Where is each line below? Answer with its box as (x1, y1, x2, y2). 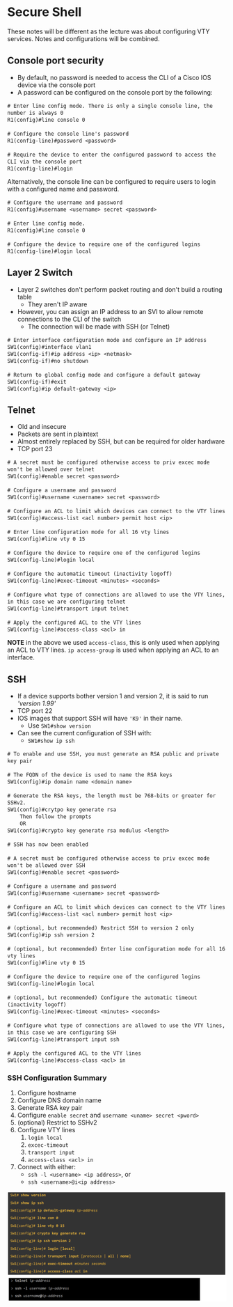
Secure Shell (7, 4, 82, 20)
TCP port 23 (17, 445, 53, 453)
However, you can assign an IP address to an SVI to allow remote (17, 307, 204, 315)
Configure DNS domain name (17, 1096, 102, 1104)
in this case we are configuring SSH (7, 1029, 117, 1036)
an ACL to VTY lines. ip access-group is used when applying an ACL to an (7, 645, 219, 655)
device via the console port (17, 81, 96, 89)
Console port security (7, 55, 104, 67)
